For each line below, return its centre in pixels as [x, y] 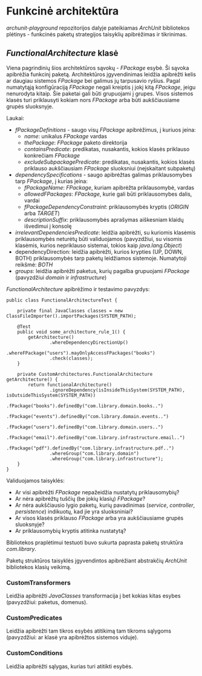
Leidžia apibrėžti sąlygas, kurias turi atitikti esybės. [70, 666]
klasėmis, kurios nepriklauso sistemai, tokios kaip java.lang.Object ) [99, 245]
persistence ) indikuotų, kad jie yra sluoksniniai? [74, 511]
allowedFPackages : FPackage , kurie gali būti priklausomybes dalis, [108, 194]
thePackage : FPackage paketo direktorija [76, 143]
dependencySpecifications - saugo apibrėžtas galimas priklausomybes [103, 175]
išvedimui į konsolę [48, 226]
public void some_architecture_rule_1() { [71, 332]
